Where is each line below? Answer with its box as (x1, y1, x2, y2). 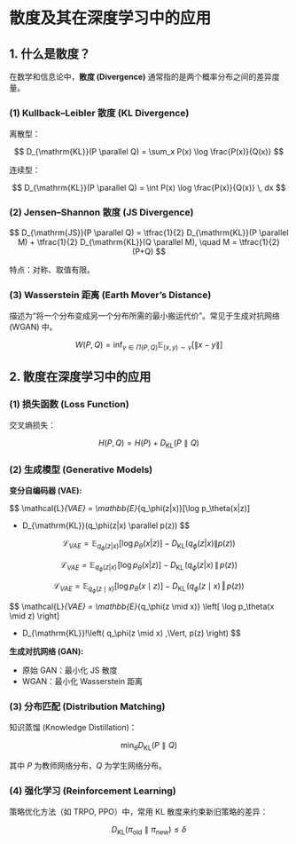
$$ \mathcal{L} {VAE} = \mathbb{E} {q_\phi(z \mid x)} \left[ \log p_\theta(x (9, 601, 275, 611)
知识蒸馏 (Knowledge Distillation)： (9, 722, 137, 733)
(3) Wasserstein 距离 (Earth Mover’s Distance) (9, 288, 212, 301)
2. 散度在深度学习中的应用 (9, 369, 152, 384)
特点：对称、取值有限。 (9, 264, 95, 275)
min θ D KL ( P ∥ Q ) (121, 740, 177, 753)
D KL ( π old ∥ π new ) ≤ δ (111, 824, 187, 837)
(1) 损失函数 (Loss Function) (9, 398, 130, 410)
